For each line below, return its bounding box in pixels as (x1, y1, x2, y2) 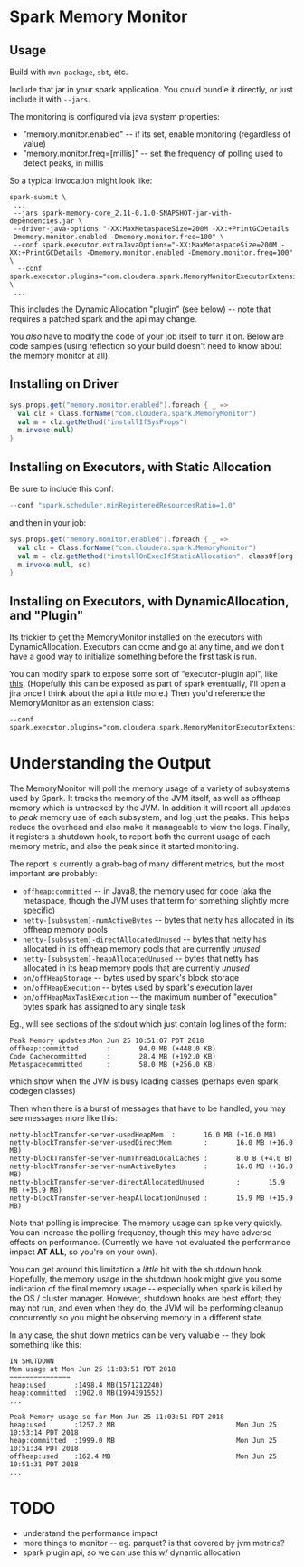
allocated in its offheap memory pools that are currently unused (22, 943, 261, 953)
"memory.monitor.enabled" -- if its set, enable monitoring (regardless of (22, 129, 291, 140)
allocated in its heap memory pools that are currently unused (22, 962, 251, 973)
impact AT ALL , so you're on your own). (9, 1246, 158, 1257)
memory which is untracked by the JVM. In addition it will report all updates (9, 802, 291, 813)
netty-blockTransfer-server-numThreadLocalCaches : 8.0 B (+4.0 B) (9, 1154, 294, 1163)
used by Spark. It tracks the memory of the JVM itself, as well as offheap (9, 793, 281, 803)
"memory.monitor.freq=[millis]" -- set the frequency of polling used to (22, 148, 283, 159)
